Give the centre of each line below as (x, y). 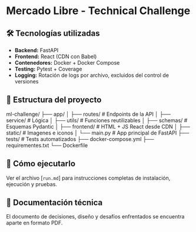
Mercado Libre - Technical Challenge (98, 11)
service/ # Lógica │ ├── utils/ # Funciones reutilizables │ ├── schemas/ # (97, 120)
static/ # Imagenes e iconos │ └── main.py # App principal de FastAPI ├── (98, 133)
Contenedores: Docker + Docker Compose (67, 63)
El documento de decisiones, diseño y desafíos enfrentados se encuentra (95, 217)
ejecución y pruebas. (32, 184)
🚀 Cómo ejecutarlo (41, 164)
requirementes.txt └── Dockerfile (47, 145)
